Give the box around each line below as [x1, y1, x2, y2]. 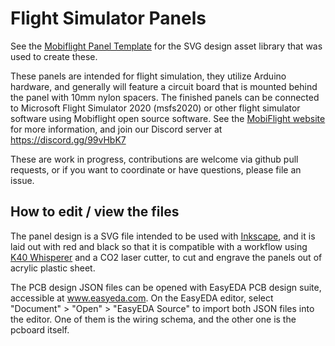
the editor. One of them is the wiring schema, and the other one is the [10, 313, 297, 325]
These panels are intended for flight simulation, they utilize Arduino [10, 70, 287, 82]
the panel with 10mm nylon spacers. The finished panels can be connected [10, 91, 320, 103]
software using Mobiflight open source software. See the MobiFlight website [10, 112, 326, 124]
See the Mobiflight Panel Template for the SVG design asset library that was [10, 40, 323, 52]
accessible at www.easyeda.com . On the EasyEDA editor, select [10, 292, 274, 304]
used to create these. [10, 50, 98, 62]
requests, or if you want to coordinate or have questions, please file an [10, 163, 302, 176]
